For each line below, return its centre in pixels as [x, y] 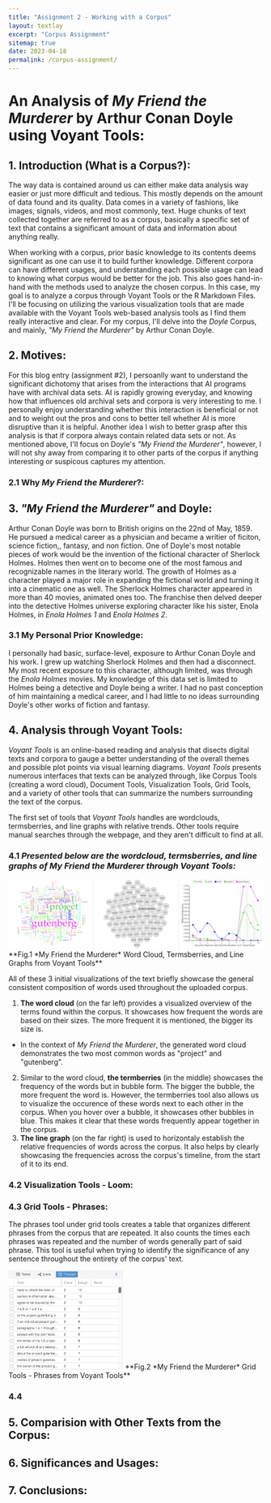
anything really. [34, 237]
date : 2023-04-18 [38, 52]
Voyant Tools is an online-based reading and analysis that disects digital [129, 750]
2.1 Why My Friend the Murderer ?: [76, 482]
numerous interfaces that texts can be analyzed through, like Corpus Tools [133, 776]
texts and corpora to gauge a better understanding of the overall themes [129, 758]
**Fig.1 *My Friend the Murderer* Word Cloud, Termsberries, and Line [126, 954]
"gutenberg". [41, 1062]
